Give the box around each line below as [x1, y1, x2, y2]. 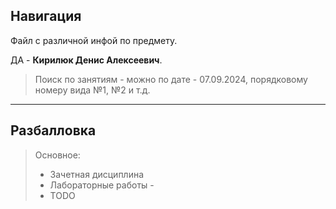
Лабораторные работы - [49, 179, 155, 191]
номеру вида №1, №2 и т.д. [34, 84, 151, 96]
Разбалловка [10, 122, 97, 139]
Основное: [34, 149, 81, 161]
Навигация [10, 8, 82, 25]
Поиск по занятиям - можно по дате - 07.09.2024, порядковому [34, 73, 308, 85]
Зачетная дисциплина [49, 168, 145, 180]
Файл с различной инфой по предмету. [10, 34, 178, 46]
